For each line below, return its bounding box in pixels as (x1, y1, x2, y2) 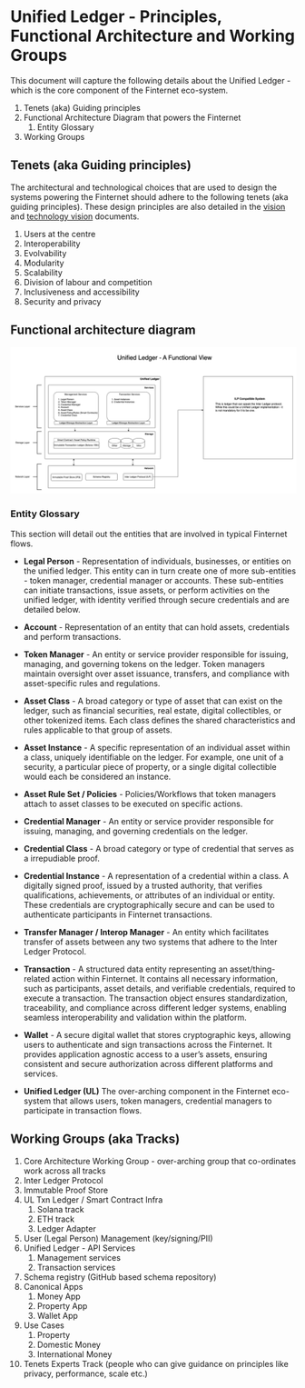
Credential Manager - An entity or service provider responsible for (23, 815, 275, 826)
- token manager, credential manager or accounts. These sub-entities (23, 574, 284, 585)
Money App (36, 1291, 81, 1302)
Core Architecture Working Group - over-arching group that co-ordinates (23, 1155, 297, 1166)
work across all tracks (23, 1165, 106, 1176)
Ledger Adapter (36, 1223, 96, 1233)
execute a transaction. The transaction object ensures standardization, (23, 993, 289, 1004)
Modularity (23, 257, 64, 268)
